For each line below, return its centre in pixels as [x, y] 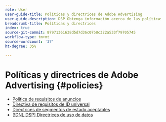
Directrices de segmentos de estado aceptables [61, 109]
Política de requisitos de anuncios [47, 99]
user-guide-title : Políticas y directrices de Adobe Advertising [74, 14]
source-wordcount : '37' [30, 42]
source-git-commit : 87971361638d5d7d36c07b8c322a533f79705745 [70, 32]
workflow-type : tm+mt [27, 37]
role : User [16, 10]
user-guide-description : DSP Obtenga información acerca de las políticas [84, 19]
